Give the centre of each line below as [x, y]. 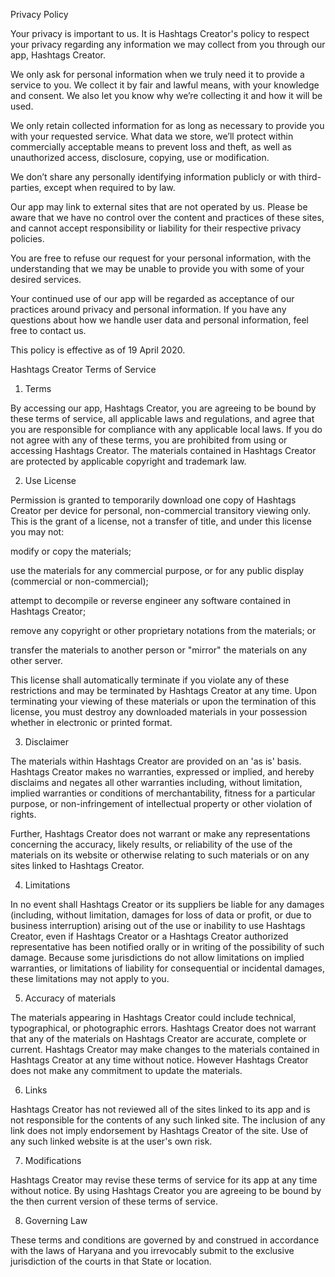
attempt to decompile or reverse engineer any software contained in [150, 600]
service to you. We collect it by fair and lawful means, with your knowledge [165, 85]
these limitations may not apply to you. [90, 978]
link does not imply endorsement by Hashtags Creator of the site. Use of [159, 1130]
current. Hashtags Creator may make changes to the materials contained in [165, 1049]
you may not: [37, 532]
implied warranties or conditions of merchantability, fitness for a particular [163, 793]
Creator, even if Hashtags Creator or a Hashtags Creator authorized [149, 936]
